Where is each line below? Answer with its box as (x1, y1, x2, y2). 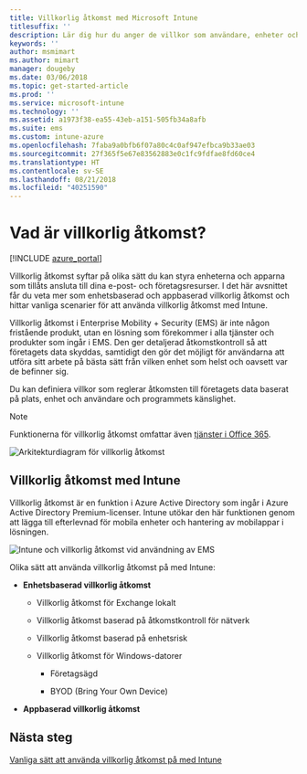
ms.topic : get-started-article (9, 81, 129, 90)
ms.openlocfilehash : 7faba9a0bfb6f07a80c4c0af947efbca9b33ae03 (9, 141, 256, 150)
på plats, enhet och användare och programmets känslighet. (9, 394, 236, 405)
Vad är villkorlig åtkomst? (9, 223, 207, 243)
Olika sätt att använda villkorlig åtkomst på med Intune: (9, 561, 217, 572)
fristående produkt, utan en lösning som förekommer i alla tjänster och (9, 327, 274, 338)
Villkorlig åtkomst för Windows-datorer (36, 650, 183, 661)
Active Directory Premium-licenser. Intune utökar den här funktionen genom (9, 506, 295, 517)
